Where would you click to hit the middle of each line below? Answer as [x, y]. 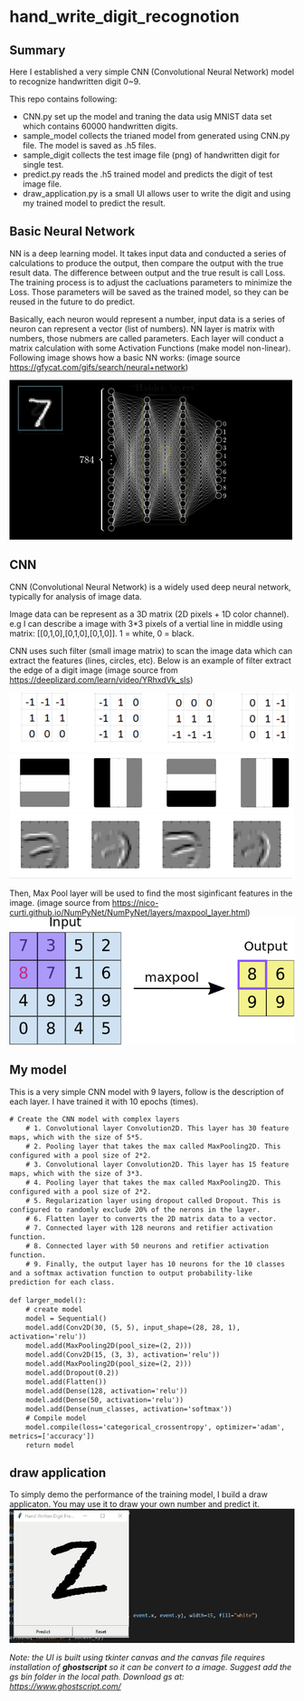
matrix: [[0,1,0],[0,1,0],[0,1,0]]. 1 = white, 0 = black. [102, 633]
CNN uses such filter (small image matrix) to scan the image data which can [151, 650]
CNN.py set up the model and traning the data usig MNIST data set [147, 116]
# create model [54, 1309]
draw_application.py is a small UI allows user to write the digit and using [157, 193]
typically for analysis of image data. [76, 596]
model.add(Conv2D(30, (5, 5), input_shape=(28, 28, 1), [133, 1327]
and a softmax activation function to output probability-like [131, 1273]
